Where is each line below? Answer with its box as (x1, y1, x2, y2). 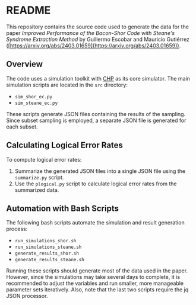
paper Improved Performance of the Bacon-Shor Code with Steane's (6, 29, 175, 36)
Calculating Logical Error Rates (6, 140, 124, 150)
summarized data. (14, 186, 59, 193)
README (6, 4, 51, 17)
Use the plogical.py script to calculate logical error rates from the (14, 180, 177, 187)
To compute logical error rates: (6, 156, 82, 163)
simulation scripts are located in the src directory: (6, 81, 128, 88)
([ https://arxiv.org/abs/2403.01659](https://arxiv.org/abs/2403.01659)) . (6, 42, 181, 49)
